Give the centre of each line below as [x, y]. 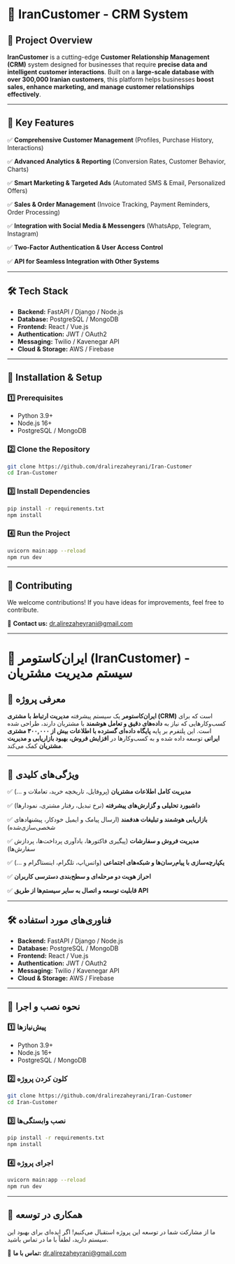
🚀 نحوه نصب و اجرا [44, 1007]
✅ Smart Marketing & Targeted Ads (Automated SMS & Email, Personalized [116, 182]
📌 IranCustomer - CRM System [98, 14]
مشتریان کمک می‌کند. [35, 746]
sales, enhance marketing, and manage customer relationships [101, 87]
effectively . [24, 94]
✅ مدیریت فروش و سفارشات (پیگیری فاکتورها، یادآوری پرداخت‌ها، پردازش [103, 841]
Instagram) [23, 234]
